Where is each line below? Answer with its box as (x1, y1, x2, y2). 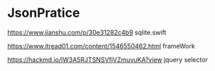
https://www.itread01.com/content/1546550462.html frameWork (7, 41, 195, 50)
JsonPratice (7, 5, 80, 21)
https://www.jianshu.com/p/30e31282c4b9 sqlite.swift (7, 28, 167, 37)
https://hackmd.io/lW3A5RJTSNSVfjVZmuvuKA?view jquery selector (7, 55, 208, 64)
